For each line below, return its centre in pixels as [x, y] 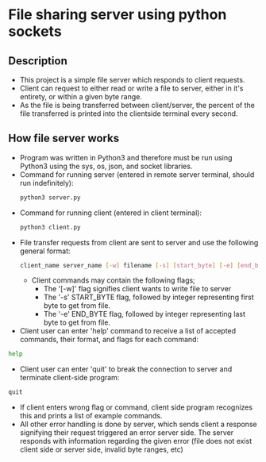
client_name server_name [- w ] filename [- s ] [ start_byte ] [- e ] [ [130, 265]
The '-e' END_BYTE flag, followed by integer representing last [145, 314]
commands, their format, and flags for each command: [109, 340]
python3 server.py [50, 197]
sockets [35, 31]
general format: [45, 251]
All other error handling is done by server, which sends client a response [138, 424]
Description [38, 61]
